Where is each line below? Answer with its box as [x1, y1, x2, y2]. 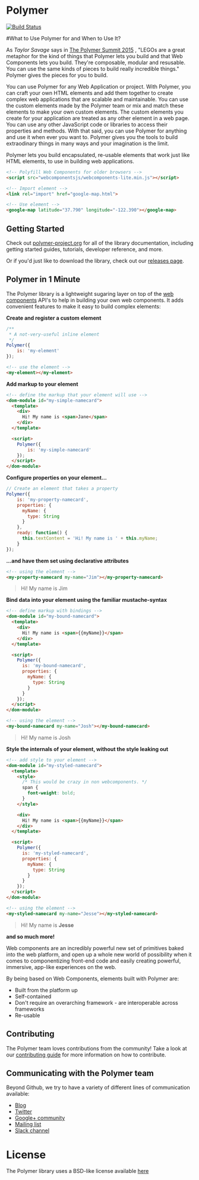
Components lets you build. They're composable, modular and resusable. [6, 59, 186, 66]
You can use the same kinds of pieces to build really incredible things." [6, 65, 179, 72]
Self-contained [14, 993, 52, 1000]
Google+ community [14, 1115, 65, 1122]
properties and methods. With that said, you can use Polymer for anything [6, 127, 187, 134]
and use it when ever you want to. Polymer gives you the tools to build [6, 133, 178, 140]
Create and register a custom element [6, 314, 102, 321]
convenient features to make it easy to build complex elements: [6, 302, 162, 310]
